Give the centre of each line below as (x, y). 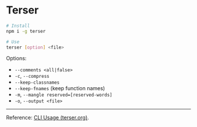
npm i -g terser (26, 31)
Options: (16, 59)
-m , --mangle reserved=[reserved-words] (63, 95)
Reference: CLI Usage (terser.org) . (47, 118)
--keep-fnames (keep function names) (60, 88)
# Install (18, 26)
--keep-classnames (37, 83)
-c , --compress (32, 76)
